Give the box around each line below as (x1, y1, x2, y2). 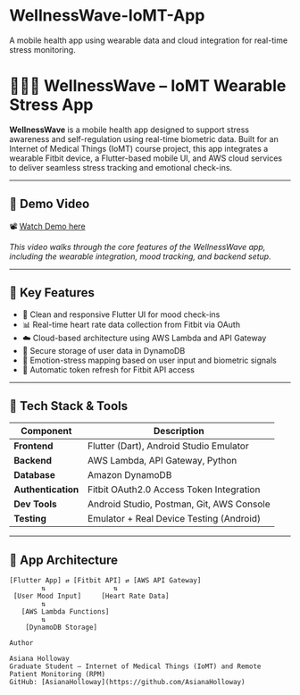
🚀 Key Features (9, 285, 96, 300)
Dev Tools (13, 498, 58, 510)
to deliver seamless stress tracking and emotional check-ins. (9, 162, 233, 172)
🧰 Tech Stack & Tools (9, 398, 128, 414)
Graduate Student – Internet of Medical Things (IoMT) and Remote (9, 662, 262, 671)
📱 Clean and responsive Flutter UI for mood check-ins (21, 309, 221, 320)
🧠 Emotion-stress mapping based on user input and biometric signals (21, 355, 277, 365)
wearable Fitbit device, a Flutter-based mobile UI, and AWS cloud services (9, 153, 283, 163)
